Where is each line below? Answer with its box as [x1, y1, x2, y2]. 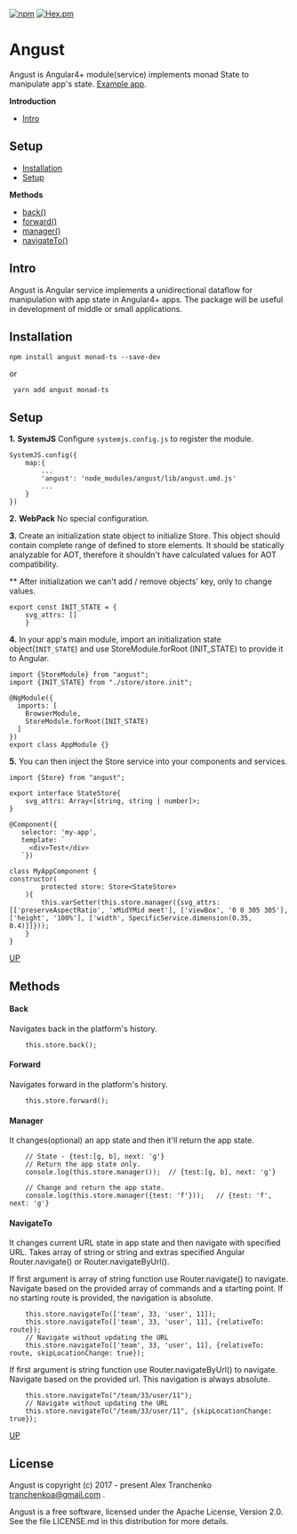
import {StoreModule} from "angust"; [9, 670, 149, 679]
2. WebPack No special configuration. [9, 513, 149, 524]
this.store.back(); [25, 1040, 98, 1049]
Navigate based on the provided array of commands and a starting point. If [9, 1284, 284, 1294]
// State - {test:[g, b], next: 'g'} [25, 1153, 165, 1161]
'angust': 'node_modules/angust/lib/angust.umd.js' [41, 474, 237, 483]
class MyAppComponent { [9, 867, 98, 876]
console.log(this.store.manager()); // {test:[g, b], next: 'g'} [25, 1168, 277, 1177]
